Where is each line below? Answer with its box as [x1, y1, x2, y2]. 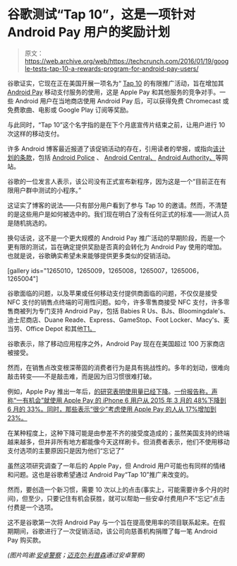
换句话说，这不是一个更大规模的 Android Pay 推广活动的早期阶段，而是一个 [7, 233, 226, 242]
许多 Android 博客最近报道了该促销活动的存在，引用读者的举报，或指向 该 [7, 144, 219, 153]
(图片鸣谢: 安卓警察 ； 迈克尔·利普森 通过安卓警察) [7, 550, 146, 559]
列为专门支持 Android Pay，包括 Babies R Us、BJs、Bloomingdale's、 [25, 306, 230, 315]
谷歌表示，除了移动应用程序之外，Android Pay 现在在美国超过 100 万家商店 [7, 339, 226, 347]
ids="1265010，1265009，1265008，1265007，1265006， [30, 266, 203, 275]
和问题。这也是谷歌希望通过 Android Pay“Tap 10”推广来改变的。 [7, 470, 193, 478]
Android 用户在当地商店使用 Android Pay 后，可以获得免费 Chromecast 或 [15, 96, 229, 105]
